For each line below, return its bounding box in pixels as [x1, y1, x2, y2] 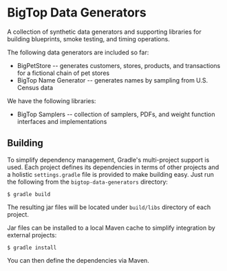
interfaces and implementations [17, 117, 107, 125]
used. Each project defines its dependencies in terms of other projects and [7, 163, 219, 171]
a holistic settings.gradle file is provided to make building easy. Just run [7, 170, 215, 178]
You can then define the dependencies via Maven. [7, 256, 150, 264]
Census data [17, 83, 54, 91]
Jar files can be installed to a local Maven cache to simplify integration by [7, 224, 215, 232]
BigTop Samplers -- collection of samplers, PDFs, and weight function [17, 110, 215, 118]
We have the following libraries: [7, 96, 96, 105]
